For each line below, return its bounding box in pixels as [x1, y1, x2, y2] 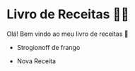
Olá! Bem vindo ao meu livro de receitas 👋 [6, 30, 129, 38]
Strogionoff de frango [16, 43, 81, 51]
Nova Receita [16, 56, 57, 65]
